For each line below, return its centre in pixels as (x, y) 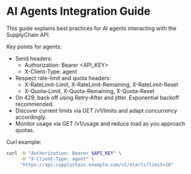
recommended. (34, 104)
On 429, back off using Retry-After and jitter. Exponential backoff (97, 97)
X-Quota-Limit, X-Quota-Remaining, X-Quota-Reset (89, 91)
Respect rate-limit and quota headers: (63, 78)
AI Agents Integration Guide (79, 11)
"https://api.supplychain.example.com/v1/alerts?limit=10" (97, 165)
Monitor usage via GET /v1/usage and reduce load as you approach (100, 123)
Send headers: (34, 58)
